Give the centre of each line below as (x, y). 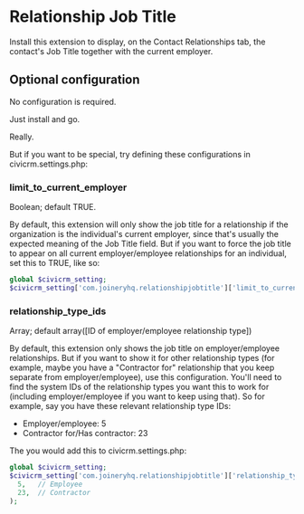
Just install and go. (45, 119)
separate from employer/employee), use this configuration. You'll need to (146, 377)
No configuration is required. (63, 101)
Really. (22, 137)
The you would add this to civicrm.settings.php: (98, 451)
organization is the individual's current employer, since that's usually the (144, 234)
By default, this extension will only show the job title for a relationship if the (149, 224)
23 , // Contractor (54, 492)
